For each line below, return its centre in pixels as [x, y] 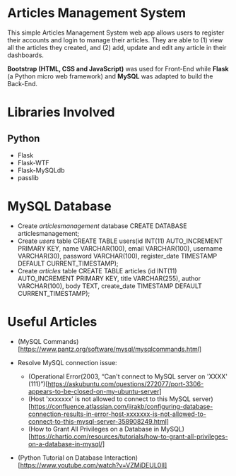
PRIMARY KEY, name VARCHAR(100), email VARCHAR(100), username [120, 248]
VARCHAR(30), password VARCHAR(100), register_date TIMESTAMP [117, 256]
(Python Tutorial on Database [60, 458]
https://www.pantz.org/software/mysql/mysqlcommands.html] [111, 349]
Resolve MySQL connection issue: [67, 362]
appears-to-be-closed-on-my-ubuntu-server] [95, 391]
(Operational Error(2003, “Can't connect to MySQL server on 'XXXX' [128, 376]
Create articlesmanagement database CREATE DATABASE [102, 226]
